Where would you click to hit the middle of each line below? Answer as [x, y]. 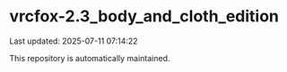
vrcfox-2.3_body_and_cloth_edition [144, 16]
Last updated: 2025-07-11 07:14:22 [74, 41]
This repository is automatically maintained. [90, 58]
